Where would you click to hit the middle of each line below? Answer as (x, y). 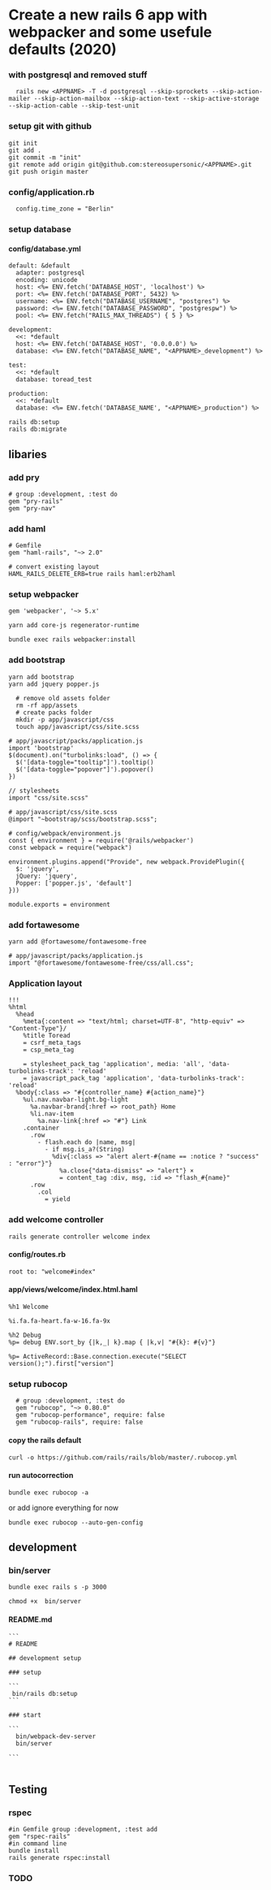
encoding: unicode (47, 280)
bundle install (34, 1851)
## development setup (45, 1658)
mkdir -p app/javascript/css (65, 720)
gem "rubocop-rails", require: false (80, 1422)
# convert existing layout (54, 567)
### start (25, 1715)
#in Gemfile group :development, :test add (83, 1830)
